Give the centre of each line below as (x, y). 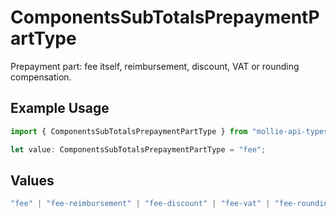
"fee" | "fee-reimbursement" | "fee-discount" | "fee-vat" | (140, 204)
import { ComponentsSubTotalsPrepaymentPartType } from (129, 131)
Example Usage (60, 108)
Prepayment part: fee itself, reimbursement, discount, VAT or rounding (155, 66)
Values (32, 180)
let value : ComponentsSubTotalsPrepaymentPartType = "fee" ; (138, 149)
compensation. (41, 77)
